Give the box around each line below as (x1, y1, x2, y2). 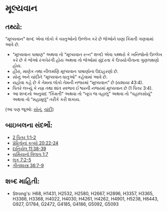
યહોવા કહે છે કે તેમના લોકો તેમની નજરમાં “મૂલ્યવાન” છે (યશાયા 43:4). (12, 80, 144, 85)
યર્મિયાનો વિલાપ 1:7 (12, 151, 48, 157)
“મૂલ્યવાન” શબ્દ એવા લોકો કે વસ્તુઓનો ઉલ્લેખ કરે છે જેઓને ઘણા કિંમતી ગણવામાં (5, 36, 154, 42)
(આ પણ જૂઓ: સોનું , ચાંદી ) (5, 106, 54, 112)
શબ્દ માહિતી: (5, 177, 40, 186)
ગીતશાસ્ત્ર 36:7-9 (12, 162, 44, 168)
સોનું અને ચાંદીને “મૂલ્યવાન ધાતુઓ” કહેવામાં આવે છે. (12, 74, 108, 80)
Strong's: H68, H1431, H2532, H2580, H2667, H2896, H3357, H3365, (12, 190, 154, 197)
